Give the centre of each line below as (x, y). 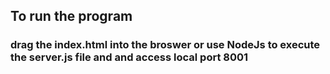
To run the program (71, 16)
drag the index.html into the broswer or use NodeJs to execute (165, 45)
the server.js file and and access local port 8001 (129, 57)
